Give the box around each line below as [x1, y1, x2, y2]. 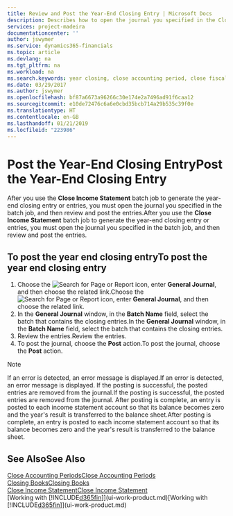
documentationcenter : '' [7, 29, 79, 37]
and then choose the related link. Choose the [17, 288, 144, 296]
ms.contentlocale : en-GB [7, 113, 79, 120]
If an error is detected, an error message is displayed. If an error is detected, [7, 374, 224, 382]
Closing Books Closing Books [7, 478, 90, 487]
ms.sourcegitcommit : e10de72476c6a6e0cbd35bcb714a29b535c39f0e [7, 101, 194, 108]
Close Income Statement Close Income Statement [7, 485, 148, 494]
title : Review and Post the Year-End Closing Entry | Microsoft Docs [7, 10, 213, 17]
